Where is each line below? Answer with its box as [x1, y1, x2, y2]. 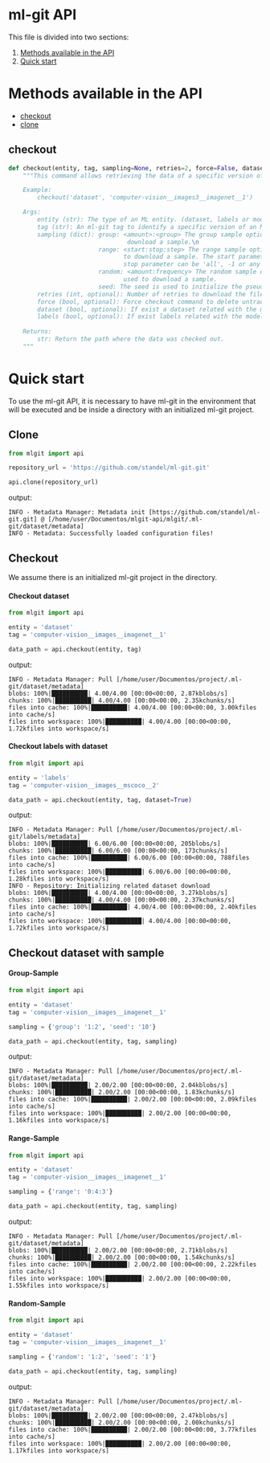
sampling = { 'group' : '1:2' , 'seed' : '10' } [8, 1023, 157, 1031]
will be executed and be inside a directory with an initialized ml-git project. [8, 404, 255, 415]
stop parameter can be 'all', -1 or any [123, 260, 261, 268]
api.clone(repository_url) [8, 478, 99, 487]
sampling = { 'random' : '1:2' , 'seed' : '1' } [8, 1352, 157, 1361]
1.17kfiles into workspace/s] [8, 1446, 110, 1455]
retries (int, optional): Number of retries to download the [37, 290, 247, 298]
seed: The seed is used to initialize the [97, 283, 243, 291]
